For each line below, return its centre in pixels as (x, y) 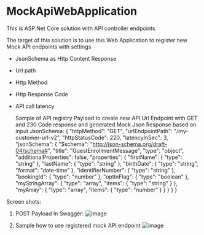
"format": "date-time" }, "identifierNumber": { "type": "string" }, (96, 170)
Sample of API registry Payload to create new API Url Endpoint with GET (106, 118)
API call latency (35, 106)
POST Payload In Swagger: (49, 214)
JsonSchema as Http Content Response (66, 58)
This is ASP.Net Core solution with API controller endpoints (81, 28)
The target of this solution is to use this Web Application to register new (97, 40)
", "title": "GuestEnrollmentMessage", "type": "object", (116, 150)
